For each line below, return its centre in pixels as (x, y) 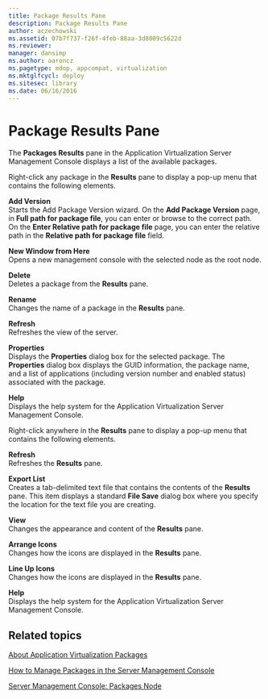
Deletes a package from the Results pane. (78, 284)
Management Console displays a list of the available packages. (113, 161)
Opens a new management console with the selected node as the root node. (135, 260)
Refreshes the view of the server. (63, 332)
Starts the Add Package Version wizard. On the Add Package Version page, (134, 210)
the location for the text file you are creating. (82, 505)
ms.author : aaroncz (41, 61)
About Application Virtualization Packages (78, 655)
